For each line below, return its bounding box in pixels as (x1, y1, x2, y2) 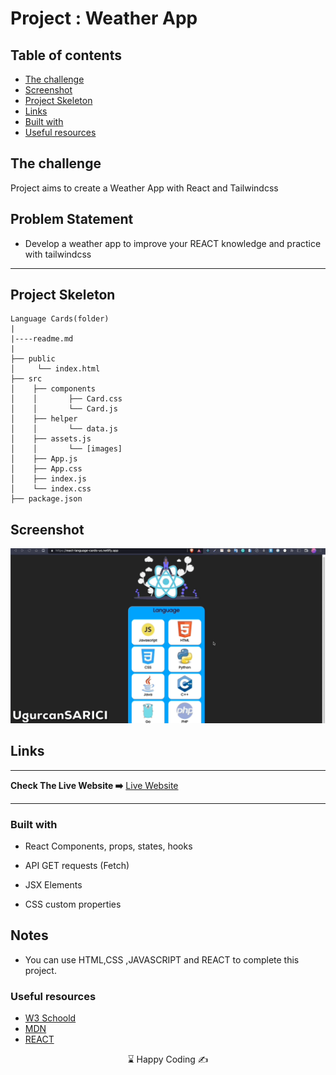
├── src (10, 374, 43, 384)
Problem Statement (10, 211, 134, 228)
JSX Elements (24, 878, 83, 891)
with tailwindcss (24, 248, 92, 260)
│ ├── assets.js (10, 434, 92, 444)
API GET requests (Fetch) (24, 859, 130, 871)
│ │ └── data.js (10, 424, 118, 434)
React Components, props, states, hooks (24, 840, 193, 852)
